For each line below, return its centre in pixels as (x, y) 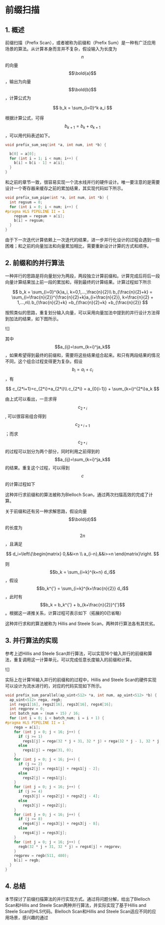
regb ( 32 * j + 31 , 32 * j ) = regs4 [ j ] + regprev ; (70, 847)
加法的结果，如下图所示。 (35, 318)
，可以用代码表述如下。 (29, 135)
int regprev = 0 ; (27, 709)
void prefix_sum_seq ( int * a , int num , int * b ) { (56, 145)
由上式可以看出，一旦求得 (31, 399)
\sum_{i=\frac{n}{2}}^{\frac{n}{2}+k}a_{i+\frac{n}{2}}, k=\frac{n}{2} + (82, 297)
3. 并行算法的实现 (31, 640)
